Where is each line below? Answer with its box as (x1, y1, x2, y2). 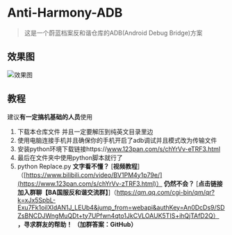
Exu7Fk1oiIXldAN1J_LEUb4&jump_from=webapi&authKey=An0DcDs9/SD (17, 203, 225, 211)
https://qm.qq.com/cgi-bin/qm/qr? (116, 188, 215, 196)
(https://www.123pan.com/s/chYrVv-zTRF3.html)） (17, 179, 163, 188)
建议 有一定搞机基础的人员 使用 (7, 112, 92, 121)
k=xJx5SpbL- (17, 195, 56, 204)
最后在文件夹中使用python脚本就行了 (17, 153, 123, 162)
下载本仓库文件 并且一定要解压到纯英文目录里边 (17, 127, 154, 136)
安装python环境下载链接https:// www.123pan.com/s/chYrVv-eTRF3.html (17, 144, 221, 153)
